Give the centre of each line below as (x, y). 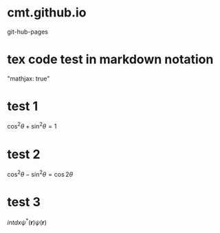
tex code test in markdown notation (110, 59)
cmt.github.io (47, 13)
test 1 (23, 106)
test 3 (24, 202)
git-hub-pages (27, 32)
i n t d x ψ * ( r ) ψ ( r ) (27, 222)
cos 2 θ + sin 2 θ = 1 (32, 126)
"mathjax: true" (29, 78)
